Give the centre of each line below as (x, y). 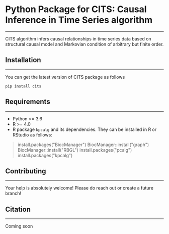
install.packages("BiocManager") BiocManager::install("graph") (83, 145)
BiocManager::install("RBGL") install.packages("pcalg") (75, 150)
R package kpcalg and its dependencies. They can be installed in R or (84, 129)
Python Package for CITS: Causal (76, 9)
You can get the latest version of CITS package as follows (65, 77)
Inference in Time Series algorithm (79, 20)
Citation (18, 209)
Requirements (28, 102)
